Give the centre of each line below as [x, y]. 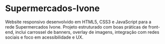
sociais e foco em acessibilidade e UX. [44, 37]
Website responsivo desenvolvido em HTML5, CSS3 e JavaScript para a [78, 22]
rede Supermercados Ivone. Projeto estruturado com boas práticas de [76, 27]
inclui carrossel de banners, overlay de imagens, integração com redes [87, 32]
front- [154, 27]
